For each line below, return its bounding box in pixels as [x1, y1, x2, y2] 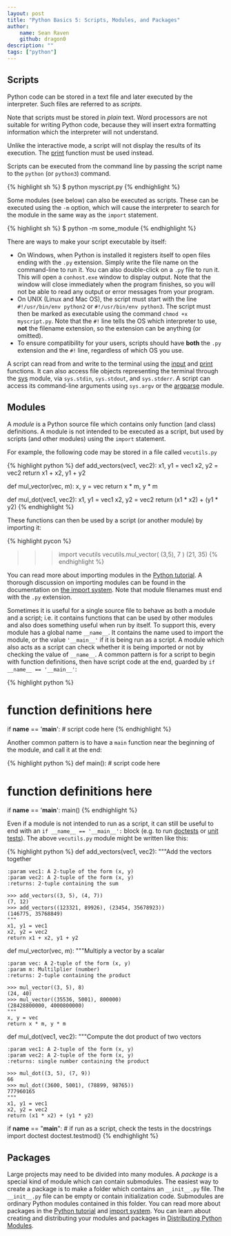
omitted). [17, 331, 43, 340]
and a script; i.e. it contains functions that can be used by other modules [7, 614, 213, 622]
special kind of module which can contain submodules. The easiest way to [7, 1177, 219, 1186]
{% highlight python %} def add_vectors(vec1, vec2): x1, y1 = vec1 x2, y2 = [7, 461, 219, 469]
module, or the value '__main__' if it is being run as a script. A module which [7, 636, 224, 644]
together [7, 855, 32, 863]
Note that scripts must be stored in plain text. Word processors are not [7, 113, 208, 121]
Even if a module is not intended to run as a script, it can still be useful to [7, 819, 214, 828]
